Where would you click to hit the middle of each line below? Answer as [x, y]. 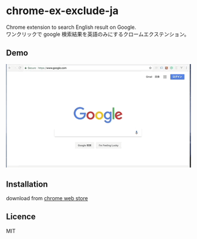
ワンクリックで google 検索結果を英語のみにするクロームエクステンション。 [98, 34]
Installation [27, 184]
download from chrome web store [47, 198]
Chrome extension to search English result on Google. [71, 27]
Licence [21, 217]
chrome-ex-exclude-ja [62, 11]
